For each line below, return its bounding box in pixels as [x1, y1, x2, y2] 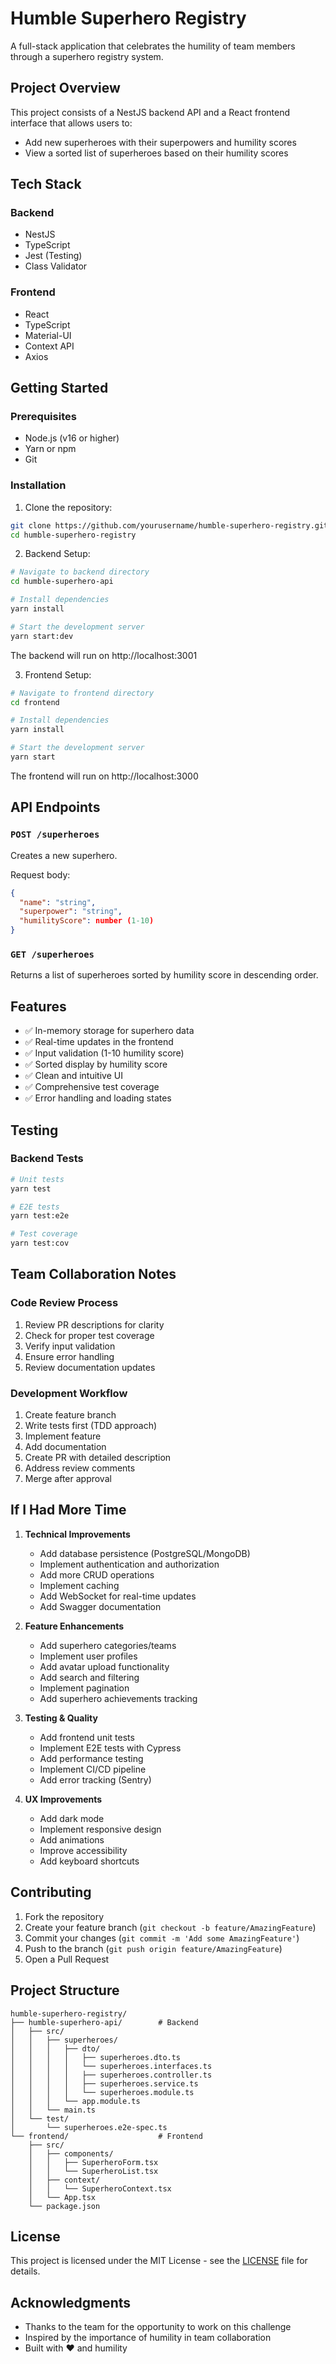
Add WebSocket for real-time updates [39, 1590, 197, 1602]
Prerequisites [10, 410, 77, 424]
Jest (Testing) [24, 250, 83, 262]
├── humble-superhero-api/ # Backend [10, 2017, 199, 2027]
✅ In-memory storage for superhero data [24, 1025, 195, 1037]
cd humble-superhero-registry [10, 530, 137, 540]
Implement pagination [39, 1682, 130, 1694]
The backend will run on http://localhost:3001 [10, 649, 198, 661]
